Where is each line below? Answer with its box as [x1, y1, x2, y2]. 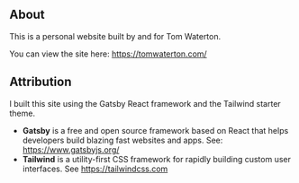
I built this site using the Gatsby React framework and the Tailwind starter [9, 98, 281, 109]
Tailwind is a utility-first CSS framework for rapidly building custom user [22, 153, 291, 164]
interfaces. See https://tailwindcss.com [22, 163, 168, 174]
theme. [9, 108, 36, 118]
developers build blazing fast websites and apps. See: [22, 135, 223, 145]
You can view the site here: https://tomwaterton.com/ [9, 48, 207, 59]
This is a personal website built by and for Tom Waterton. [9, 30, 222, 41]
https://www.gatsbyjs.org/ [22, 144, 120, 155]
